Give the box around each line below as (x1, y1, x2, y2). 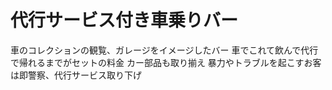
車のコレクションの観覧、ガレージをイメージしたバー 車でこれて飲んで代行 (10, 44, 319, 56)
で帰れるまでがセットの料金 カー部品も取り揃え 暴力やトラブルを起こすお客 (10, 56, 322, 68)
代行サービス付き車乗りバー (10, 9, 239, 32)
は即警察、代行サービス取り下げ (10, 69, 142, 81)
